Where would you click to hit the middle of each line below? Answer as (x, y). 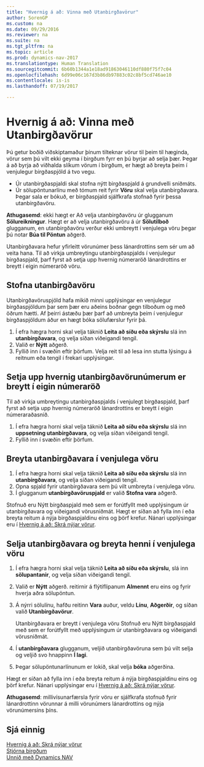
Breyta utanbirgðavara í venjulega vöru (82, 458)
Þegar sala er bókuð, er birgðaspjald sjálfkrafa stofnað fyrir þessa (98, 197)
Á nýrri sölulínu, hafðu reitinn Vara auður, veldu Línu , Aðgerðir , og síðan (106, 605)
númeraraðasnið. (28, 415)
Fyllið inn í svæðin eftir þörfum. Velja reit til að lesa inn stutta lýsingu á (103, 351)
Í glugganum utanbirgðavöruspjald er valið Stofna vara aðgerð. (96, 493)
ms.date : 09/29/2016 (33, 29)
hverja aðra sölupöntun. (45, 593)
